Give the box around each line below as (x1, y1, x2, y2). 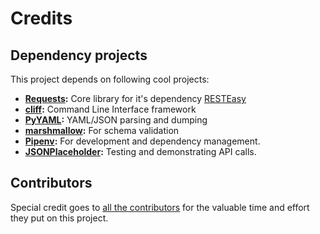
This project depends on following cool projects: (10, 73, 210, 85)
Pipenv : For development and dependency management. (24, 135, 261, 147)
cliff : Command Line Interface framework (24, 103, 197, 115)
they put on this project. (10, 212, 109, 224)
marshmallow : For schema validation (24, 125, 180, 136)
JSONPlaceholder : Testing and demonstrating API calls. (24, 146, 257, 157)
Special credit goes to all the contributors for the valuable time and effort (10, 201, 310, 213)
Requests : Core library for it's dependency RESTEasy (24, 93, 247, 104)
